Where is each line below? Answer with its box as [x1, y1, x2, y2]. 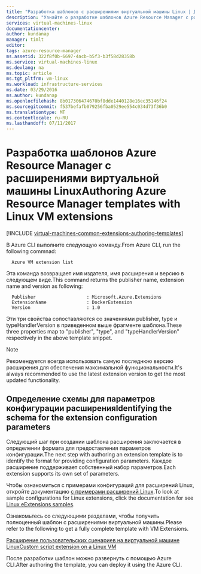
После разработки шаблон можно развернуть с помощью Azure [6, 554, 172, 561]
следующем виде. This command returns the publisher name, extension [6, 277, 184, 284]
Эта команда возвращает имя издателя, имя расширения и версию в [6, 270, 184, 277]
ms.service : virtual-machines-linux [6, 59, 98, 65]
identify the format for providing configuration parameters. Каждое [6, 457, 172, 464]
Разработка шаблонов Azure [6, 146, 157, 160]
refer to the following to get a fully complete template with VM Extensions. [6, 525, 189, 532]
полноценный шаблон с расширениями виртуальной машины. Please [6, 518, 182, 525]
